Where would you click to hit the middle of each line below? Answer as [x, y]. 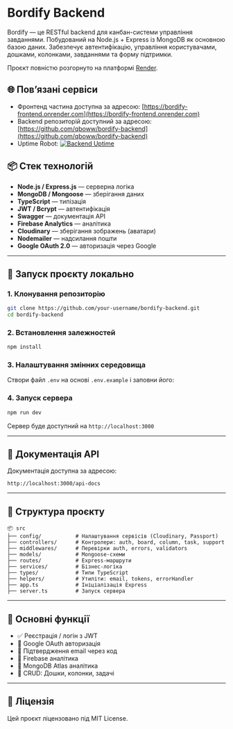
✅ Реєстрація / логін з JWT [58, 636]
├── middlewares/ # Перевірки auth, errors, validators [97, 549]
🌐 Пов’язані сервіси [53, 89]
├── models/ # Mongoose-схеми [67, 555]
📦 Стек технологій [50, 166]
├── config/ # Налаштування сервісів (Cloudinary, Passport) [113, 536]
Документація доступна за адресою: [62, 471]
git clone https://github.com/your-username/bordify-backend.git [103, 308]
